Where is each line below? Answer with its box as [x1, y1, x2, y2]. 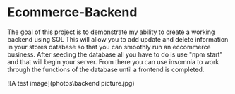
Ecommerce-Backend [7, 4, 138, 20]
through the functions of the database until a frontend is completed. [7, 65, 205, 74]
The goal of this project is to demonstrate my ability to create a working [7, 28, 215, 36]
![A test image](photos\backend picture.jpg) [7, 78, 135, 87]
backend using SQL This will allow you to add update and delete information [7, 35, 229, 43]
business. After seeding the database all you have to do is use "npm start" [7, 50, 224, 59]
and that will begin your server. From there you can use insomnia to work [7, 57, 219, 66]
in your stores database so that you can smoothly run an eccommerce [7, 42, 212, 51]
